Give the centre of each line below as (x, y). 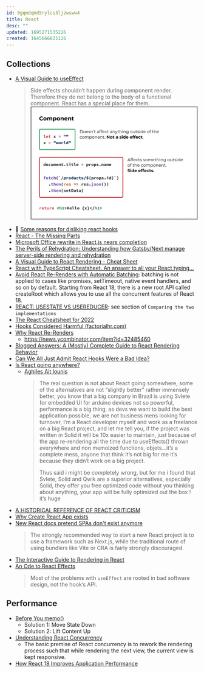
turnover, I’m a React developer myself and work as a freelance (118, 422)
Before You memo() (39, 618)
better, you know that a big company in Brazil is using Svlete (114, 396)
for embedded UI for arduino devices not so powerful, (107, 403)
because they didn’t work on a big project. (92, 461)
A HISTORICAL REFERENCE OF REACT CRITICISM (78, 511)
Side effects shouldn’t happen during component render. (101, 90)
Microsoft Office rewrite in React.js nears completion (81, 242)
